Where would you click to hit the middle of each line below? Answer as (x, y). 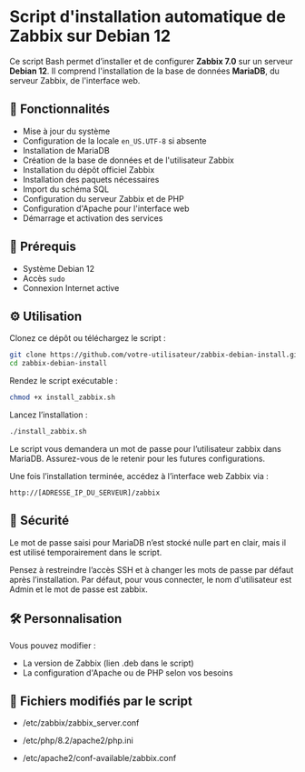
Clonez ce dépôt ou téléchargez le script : (88, 338)
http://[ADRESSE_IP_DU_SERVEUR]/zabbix (85, 493)
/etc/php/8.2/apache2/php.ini (78, 741)
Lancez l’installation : (49, 415)
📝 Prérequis (43, 247)
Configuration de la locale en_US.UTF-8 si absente (114, 140)
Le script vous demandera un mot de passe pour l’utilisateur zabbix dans (145, 448)
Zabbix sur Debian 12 (90, 36)
